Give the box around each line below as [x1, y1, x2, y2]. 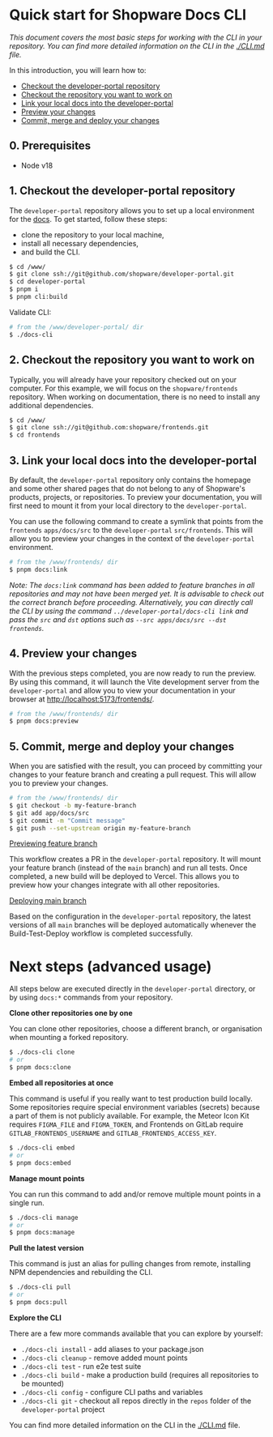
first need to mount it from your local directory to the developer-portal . [9, 501, 247, 510]
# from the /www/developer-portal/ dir [9, 322, 144, 331]
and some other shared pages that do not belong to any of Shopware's [9, 484, 245, 493]
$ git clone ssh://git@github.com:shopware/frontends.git [9, 424, 209, 432]
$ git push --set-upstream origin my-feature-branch [9, 824, 191, 832]
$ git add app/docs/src [9, 808, 90, 817]
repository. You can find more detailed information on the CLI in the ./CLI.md [9, 41, 265, 50]
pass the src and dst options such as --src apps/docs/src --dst [9, 614, 227, 625]
